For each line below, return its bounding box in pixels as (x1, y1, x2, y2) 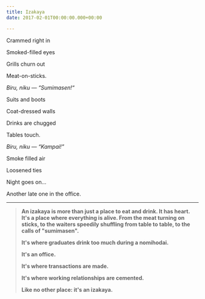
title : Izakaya (6, 9, 45, 15)
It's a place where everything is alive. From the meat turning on (21, 214, 185, 221)
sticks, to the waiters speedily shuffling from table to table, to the (21, 220, 190, 228)
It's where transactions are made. (21, 262, 109, 270)
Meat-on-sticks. (6, 72, 47, 79)
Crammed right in (6, 37, 51, 44)
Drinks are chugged (6, 119, 56, 127)
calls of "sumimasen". (21, 227, 79, 234)
